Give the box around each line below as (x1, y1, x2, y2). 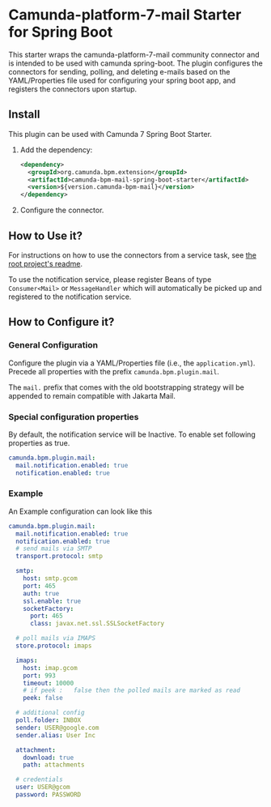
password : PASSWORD (15, 791, 82, 799)
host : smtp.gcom (23, 574, 78, 583)
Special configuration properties (8, 411, 139, 422)
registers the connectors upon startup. (8, 83, 138, 94)
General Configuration (8, 339, 99, 351)
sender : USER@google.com (15, 724, 100, 732)
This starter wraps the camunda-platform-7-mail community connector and (8, 49, 260, 59)
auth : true (23, 589, 60, 597)
